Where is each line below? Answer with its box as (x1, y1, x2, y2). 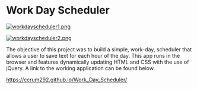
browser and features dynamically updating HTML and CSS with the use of (6, 58, 189, 65)
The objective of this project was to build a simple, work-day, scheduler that (6, 45, 192, 53)
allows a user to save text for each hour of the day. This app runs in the (6, 52, 180, 59)
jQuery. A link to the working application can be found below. (6, 64, 155, 71)
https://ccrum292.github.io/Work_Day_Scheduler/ (6, 76, 128, 83)
